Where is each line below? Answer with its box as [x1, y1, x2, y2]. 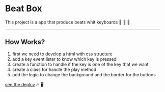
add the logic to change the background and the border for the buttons [12, 71, 156, 77]
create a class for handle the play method [12, 67, 97, 72]
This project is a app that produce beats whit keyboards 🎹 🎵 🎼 [5, 19, 130, 25]
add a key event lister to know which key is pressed [12, 56, 117, 62]
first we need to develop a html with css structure [12, 51, 113, 57]
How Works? [5, 38, 45, 46]
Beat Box [5, 3, 42, 14]
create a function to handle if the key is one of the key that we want [12, 61, 149, 67]
